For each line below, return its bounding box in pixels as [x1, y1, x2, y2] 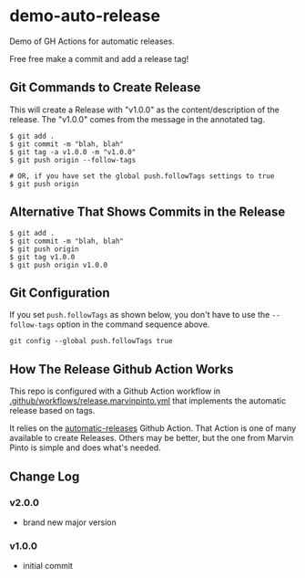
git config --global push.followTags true [9, 337, 173, 346]
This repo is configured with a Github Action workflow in [9, 385, 221, 397]
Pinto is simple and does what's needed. [9, 442, 161, 453]
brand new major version [22, 517, 117, 528]
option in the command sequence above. [56, 319, 210, 330]
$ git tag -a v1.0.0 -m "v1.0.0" [9, 147, 137, 156]
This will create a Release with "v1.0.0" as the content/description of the [9, 104, 280, 115]
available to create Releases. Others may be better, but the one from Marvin [9, 433, 294, 444]
